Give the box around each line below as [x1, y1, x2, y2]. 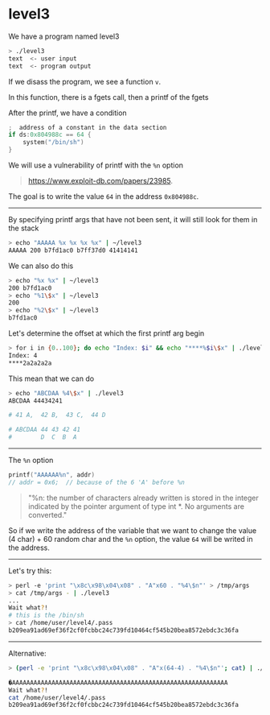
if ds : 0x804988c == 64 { [8, 130, 92, 139]
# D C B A [8, 433, 78, 441]
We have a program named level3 [8, 31, 120, 41]
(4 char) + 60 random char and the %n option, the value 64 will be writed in [8, 534, 253, 543]
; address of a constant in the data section [8, 123, 167, 131]
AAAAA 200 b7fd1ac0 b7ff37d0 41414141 [8, 246, 138, 254]
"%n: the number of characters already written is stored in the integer [27, 493, 260, 502]
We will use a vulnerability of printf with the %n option [8, 160, 183, 170]
